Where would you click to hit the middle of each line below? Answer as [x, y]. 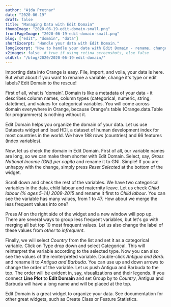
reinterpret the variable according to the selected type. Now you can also [82, 251]
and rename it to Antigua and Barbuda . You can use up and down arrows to [84, 262]
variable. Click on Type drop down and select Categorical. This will [75, 246]
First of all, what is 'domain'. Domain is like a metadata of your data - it [79, 93]
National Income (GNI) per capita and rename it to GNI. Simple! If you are [82, 162]
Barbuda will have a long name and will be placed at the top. [68, 284]
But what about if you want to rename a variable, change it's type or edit [81, 78]
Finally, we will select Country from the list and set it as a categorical [77, 240]
